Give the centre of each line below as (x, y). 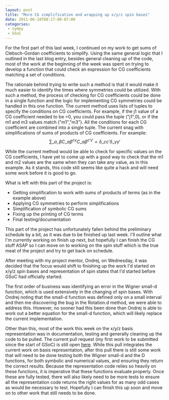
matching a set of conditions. (36, 75)
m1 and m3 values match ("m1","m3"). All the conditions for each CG (76, 122)
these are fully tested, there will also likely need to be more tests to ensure (82, 377)
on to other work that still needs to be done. (51, 393)
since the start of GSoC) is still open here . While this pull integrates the (79, 344)
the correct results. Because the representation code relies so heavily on (81, 366)
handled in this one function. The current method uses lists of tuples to (79, 106)
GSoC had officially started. (34, 277)
